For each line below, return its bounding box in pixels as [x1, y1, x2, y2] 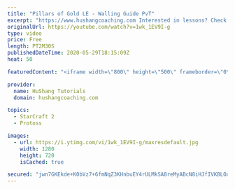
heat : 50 [7, 56, 33, 63]
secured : [7, 171, 33, 178]
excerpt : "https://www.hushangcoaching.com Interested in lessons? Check [7, 17, 227, 24]
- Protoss [13, 120, 42, 127]
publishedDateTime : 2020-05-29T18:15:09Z [7, 50, 130, 57]
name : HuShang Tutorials [13, 87, 86, 94]
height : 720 [20, 152, 55, 159]
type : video [7, 29, 42, 37]
